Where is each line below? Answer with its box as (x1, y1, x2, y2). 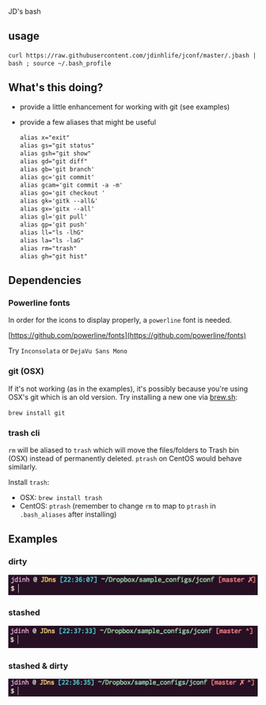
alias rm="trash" (19, 244, 78, 252)
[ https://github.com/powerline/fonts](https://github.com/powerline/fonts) (8, 331, 247, 340)
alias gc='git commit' (19, 173, 95, 181)
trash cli (8, 427, 40, 438)
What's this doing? (8, 81, 104, 94)
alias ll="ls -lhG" (19, 229, 85, 237)
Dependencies (8, 274, 82, 287)
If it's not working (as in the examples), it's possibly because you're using (8, 384, 249, 393)
